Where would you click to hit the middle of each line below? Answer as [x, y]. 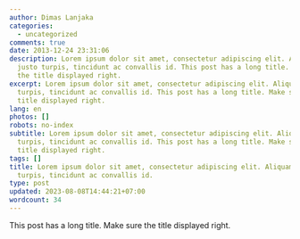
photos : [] [29, 117]
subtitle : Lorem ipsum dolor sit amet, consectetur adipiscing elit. [142, 134]
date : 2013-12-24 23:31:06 [59, 51]
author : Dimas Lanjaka [51, 17]
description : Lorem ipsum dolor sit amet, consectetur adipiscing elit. [147, 59]
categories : [31, 26]
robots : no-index [42, 126]
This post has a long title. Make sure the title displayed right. [120, 225]
